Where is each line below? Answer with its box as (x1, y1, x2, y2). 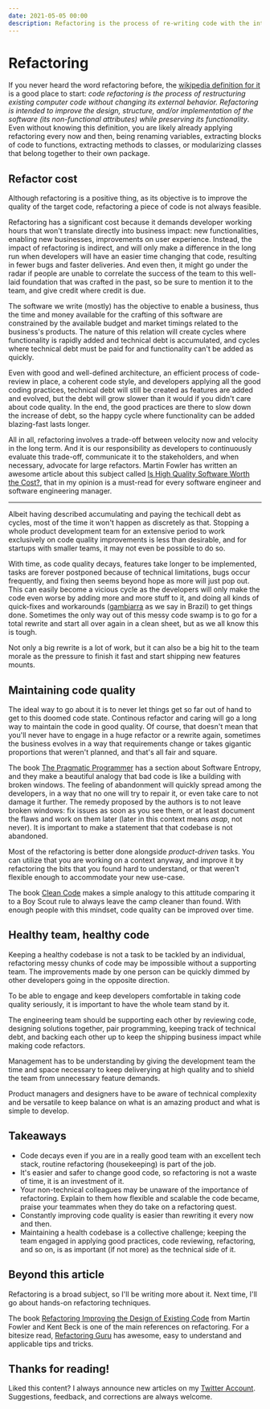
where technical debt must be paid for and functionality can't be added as (8, 344, 254, 354)
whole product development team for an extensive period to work (8, 526, 226, 536)
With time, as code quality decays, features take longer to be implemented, (8, 559, 257, 569)
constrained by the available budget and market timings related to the (8, 318, 239, 328)
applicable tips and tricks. (8, 1339, 94, 1349)
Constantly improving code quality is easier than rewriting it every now (19, 1210, 255, 1220)
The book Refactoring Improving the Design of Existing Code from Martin (8, 1313, 251, 1323)
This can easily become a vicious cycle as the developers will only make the (8, 584, 260, 595)
